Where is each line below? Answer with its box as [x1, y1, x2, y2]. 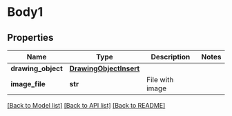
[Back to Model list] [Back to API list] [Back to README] [7, 101, 166, 109]
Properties [7, 32, 54, 43]
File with [146, 75, 174, 84]
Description [151, 52, 191, 61]
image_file [10, 79, 46, 88]
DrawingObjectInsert [69, 64, 140, 73]
